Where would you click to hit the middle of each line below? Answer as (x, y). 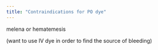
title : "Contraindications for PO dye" (56, 12)
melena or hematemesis (36, 29)
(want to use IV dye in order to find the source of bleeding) (79, 40)
